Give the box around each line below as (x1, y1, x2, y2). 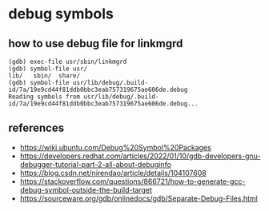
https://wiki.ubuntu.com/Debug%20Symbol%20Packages (19, 142, 212, 152)
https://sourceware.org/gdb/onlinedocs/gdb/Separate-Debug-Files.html (19, 193, 258, 203)
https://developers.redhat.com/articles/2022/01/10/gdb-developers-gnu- (19, 151, 261, 161)
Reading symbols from (8, 93, 81, 101)
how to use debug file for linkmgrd (8, 37, 183, 50)
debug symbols (8, 5, 114, 23)
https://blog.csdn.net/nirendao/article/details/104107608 (19, 168, 207, 177)
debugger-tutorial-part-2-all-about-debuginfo (19, 159, 172, 169)
